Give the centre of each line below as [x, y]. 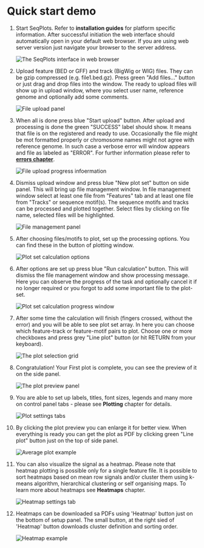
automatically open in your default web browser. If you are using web [102, 41]
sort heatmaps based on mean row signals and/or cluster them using [102, 477]
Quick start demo [52, 11]
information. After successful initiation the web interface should [95, 34]
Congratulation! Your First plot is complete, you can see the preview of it [106, 367]
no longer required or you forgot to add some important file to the [97, 288]
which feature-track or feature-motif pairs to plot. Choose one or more [104, 331]
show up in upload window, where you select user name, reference [100, 90]
